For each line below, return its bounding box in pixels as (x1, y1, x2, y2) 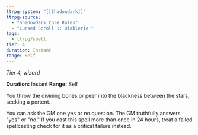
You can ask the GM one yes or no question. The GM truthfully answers (6, 110, 181, 117)
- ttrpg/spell (11, 36, 46, 42)
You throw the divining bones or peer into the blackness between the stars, (6, 92, 190, 99)
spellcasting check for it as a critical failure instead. (6, 122, 132, 129)
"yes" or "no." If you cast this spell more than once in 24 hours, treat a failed (6, 116, 193, 123)
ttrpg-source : (6, 14, 41, 20)
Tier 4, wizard (6, 69, 40, 76)
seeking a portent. (6, 98, 51, 105)
